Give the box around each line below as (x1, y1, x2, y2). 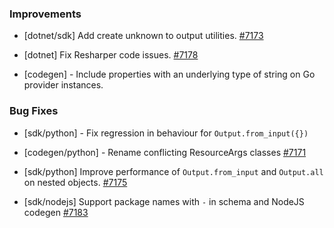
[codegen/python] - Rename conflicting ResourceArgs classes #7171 (23, 146, 307, 158)
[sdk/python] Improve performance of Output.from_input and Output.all (23, 165, 324, 177)
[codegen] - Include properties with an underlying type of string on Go (23, 68, 316, 81)
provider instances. (23, 79, 104, 91)
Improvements (9, 7, 82, 21)
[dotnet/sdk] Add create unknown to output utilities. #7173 (23, 30, 264, 42)
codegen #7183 (23, 206, 89, 218)
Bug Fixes (9, 104, 59, 118)
